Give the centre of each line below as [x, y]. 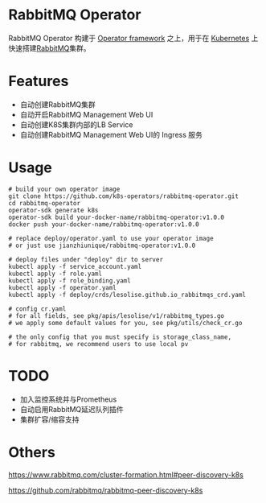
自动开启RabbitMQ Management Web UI [86, 114]
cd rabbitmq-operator [45, 203]
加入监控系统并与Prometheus [68, 399]
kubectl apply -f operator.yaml [62, 287]
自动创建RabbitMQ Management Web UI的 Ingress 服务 [111, 134]
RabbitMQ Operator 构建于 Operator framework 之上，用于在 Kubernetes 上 [133, 38]
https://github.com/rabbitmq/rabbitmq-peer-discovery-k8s [106, 490]
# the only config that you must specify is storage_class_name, [120, 337]
